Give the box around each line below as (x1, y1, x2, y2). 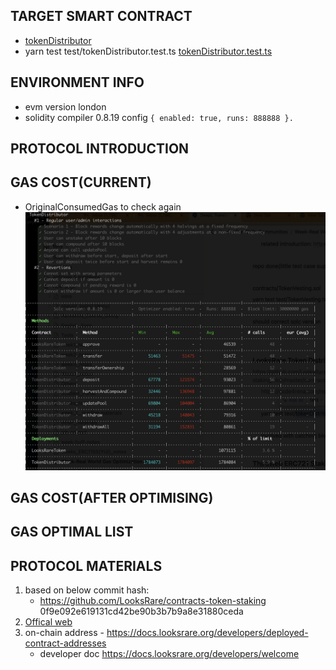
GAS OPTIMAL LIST (10, 524, 134, 541)
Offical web (24, 616, 73, 628)
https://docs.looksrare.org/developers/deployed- (106, 627, 309, 639)
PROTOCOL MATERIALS (10, 557, 163, 574)
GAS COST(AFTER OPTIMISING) (10, 489, 214, 506)
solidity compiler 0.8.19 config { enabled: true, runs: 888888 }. (24, 111, 294, 123)
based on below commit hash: (24, 584, 150, 596)
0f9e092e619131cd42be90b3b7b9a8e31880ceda (39, 605, 244, 618)
